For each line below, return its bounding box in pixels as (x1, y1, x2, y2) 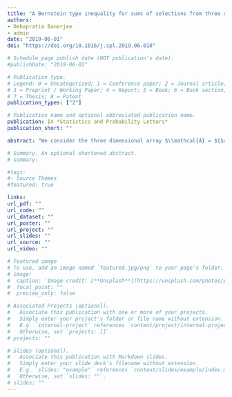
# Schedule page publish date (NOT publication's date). (7, 55, 175, 62)
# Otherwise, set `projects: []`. (7, 328, 113, 335)
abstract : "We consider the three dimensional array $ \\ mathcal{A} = (7, 137, 212, 144)
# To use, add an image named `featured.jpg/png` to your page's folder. (7, 264, 224, 271)
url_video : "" (7, 246, 48, 252)
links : (7, 194, 26, 201)
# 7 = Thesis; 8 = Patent (7, 93, 81, 100)
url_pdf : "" (7, 201, 41, 207)
